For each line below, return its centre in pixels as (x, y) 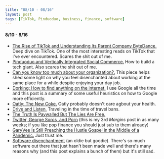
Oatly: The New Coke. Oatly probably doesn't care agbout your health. (84, 104)
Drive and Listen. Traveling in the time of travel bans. (66, 109)
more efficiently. (29, 98)
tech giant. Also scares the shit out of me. (55, 67)
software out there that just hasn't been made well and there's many (82, 146)
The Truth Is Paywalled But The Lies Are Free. (59, 114)
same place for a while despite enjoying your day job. (66, 83)
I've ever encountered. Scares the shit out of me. (62, 56)
